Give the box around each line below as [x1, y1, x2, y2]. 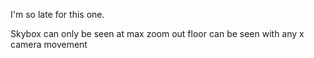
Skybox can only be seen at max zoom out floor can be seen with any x [10, 28, 305, 39]
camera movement [10, 39, 88, 50]
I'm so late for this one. [10, 9, 105, 20]
